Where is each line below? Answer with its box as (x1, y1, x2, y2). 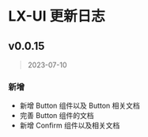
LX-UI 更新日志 (8, 7, 105, 25)
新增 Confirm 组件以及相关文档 (19, 120, 120, 131)
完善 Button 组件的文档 (19, 111, 94, 120)
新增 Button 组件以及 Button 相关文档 (19, 101, 140, 111)
